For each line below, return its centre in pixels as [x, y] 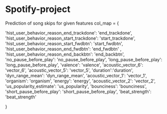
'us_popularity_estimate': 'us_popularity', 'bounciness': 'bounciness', [76, 86]
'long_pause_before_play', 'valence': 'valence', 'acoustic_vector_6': [74, 65]
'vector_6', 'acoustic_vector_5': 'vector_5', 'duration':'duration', [69, 70]
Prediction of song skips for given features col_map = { [62, 23]
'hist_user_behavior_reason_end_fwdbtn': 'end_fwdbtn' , [63, 49]
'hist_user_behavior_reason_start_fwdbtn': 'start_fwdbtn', [64, 43]
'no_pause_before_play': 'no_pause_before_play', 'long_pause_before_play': [84, 59]
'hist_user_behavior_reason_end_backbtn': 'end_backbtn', [65, 54]
